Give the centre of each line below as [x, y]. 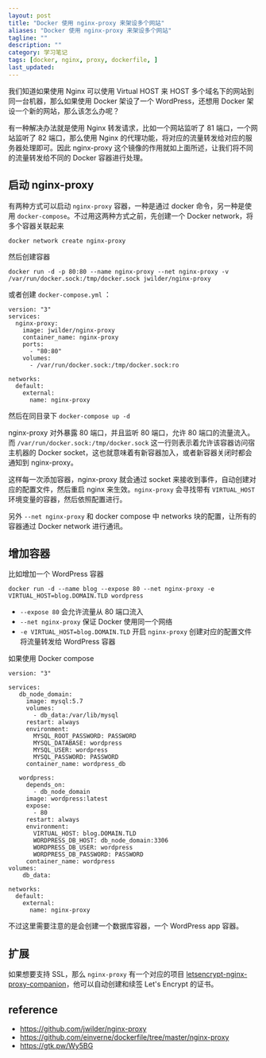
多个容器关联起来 [36, 226]
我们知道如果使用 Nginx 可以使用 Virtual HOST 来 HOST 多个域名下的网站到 [131, 91]
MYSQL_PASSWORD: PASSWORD [76, 757]
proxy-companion [37, 984]
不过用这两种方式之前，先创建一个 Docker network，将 [164, 216]
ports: [33, 344]
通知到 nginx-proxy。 [43, 462]
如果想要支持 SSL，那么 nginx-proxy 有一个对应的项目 [96, 974]
